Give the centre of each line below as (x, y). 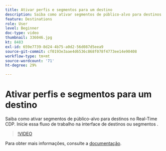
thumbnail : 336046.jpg (29, 38)
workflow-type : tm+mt (28, 56)
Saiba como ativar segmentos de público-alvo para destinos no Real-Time (81, 119)
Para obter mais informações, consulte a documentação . (64, 144)
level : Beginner (22, 28)
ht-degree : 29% (21, 65)
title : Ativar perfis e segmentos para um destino (59, 10)
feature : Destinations (29, 19)
